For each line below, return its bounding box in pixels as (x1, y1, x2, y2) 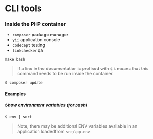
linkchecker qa (12, 47, 43, 53)
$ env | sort (5, 114, 32, 120)
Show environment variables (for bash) (5, 102, 88, 108)
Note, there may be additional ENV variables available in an (17, 123, 138, 129)
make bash (5, 57, 26, 62)
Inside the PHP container (5, 21, 66, 28)
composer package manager (12, 32, 69, 37)
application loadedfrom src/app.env (17, 129, 90, 135)
